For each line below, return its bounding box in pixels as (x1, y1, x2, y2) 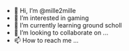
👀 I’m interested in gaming (13, 14, 89, 22)
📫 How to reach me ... (13, 37, 79, 44)
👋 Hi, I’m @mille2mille (13, 7, 77, 14)
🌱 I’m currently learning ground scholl (13, 21, 122, 29)
